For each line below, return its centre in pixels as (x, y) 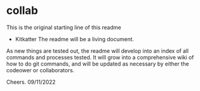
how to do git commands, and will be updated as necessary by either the (98, 64)
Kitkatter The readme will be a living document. (74, 39)
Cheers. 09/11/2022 (31, 82)
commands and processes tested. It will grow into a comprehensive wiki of (100, 57)
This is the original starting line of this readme (64, 27)
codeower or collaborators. (41, 70)
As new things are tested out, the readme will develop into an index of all (98, 51)
